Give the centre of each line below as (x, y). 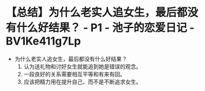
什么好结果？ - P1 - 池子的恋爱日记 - (106, 28)
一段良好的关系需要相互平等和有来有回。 (74, 74)
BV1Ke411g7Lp (43, 41)
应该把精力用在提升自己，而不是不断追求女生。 (82, 82)
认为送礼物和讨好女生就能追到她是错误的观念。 (82, 66)
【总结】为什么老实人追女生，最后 (92, 13)
